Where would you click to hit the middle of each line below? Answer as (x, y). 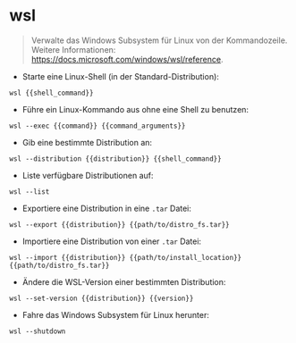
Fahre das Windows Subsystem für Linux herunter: (116, 314)
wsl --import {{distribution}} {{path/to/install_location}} (126, 257)
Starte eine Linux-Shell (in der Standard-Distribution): (120, 76)
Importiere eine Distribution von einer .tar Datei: (112, 241)
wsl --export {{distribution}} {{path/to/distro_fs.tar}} (119, 224)
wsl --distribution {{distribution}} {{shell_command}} (115, 159)
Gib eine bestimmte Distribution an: (87, 142)
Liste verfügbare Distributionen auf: (88, 175)
